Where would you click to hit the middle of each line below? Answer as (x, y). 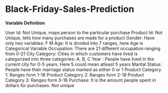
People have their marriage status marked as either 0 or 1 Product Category (83, 69)
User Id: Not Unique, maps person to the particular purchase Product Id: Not (84, 32)
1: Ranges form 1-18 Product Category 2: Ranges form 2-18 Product (75, 75)
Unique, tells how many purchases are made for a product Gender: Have (80, 38)
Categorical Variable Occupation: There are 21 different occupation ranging (83, 48)
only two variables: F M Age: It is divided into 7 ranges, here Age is (74, 43)
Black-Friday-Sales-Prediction (70, 9)
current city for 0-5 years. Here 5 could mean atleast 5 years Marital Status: (83, 64)
